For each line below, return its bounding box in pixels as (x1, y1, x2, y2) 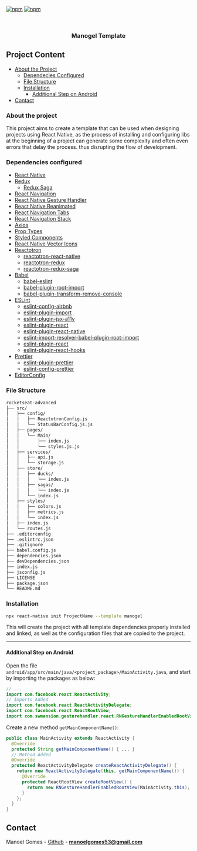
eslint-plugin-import (23, 309, 72, 316)
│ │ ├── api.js (6, 454, 54, 460)
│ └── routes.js (6, 526, 51, 531)
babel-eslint (23, 278, 53, 285)
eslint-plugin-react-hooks (23, 347, 86, 354)
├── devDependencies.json (6, 559, 69, 564)
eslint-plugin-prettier (23, 359, 74, 366)
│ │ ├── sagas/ (6, 481, 54, 488)
